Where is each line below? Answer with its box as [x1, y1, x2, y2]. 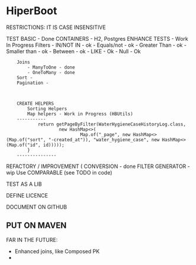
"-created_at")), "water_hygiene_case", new [48, 137, 160, 143]
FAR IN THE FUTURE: [6, 236, 58, 243]
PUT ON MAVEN [6, 221, 67, 231]
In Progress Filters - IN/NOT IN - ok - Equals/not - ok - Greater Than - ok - [6, 41, 187, 49]
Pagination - [17, 80, 49, 86]
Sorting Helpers [27, 105, 67, 112]
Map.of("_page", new [80, 131, 131, 137]
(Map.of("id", [6, 142, 41, 148]
